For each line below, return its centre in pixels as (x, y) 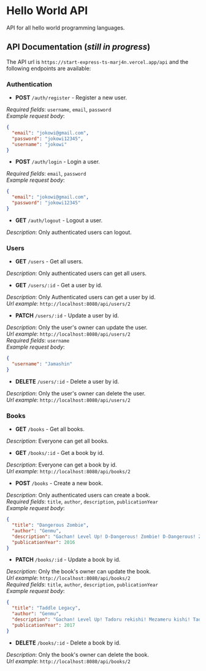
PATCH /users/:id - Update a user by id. (67, 316)
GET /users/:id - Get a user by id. (59, 285)
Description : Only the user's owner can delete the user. (76, 393)
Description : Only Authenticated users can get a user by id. (81, 297)
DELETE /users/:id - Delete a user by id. (67, 381)
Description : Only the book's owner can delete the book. (78, 654)
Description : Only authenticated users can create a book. (78, 495)
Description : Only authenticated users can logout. (69, 232)
